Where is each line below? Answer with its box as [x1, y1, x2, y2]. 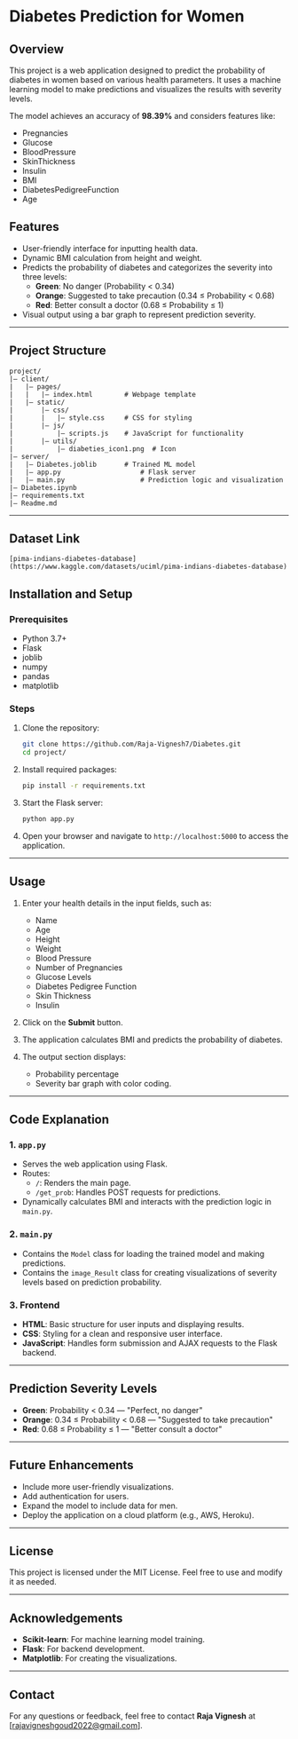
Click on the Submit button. [21, 1016, 123, 1027]
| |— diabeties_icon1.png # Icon [9, 444, 176, 454]
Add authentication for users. [21, 1490, 129, 1501]
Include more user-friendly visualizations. [21, 1481, 175, 1492]
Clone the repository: [21, 723, 100, 733]
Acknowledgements [9, 1610, 123, 1625]
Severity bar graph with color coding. [35, 1078, 172, 1088]
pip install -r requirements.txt [21, 781, 146, 791]
